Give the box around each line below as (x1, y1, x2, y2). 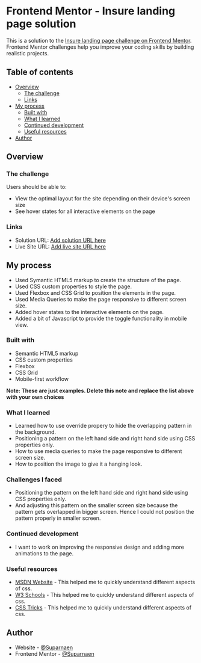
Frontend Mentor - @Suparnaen (14, 650, 94, 657)
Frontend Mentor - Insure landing (6, 4, 176, 18)
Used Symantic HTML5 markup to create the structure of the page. (14, 276, 182, 283)
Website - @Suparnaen (14, 644, 73, 651)
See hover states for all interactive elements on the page (14, 208, 155, 215)
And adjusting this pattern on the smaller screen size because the (14, 502, 178, 509)
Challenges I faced (6, 475, 62, 484)
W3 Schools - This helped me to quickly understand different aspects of (14, 591, 194, 599)
